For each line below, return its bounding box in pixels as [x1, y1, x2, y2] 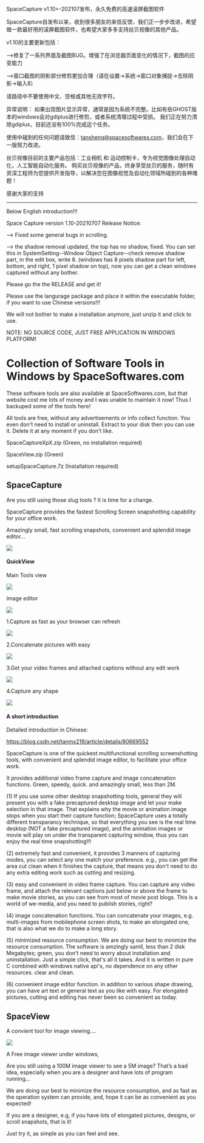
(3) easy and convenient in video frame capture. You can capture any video [6, 880, 195, 888]
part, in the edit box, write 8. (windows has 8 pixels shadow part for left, [6, 256, 186, 263]
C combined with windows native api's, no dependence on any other [6, 963, 178, 970]
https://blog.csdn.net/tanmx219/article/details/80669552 [6, 738, 149, 746]
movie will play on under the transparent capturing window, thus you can [6, 831, 188, 839]
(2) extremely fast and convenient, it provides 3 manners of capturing [6, 850, 180, 857]
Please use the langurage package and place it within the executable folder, [6, 292, 196, 300]
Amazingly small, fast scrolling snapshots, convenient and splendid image [6, 526, 191, 534]
